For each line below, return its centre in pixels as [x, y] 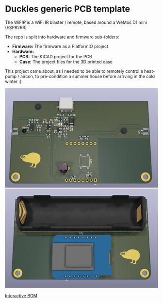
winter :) [13, 81]
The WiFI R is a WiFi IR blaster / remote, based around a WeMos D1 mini [76, 22]
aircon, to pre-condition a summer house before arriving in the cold [88, 76]
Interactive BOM [21, 296]
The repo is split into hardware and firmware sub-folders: [62, 37]
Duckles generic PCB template [68, 9]
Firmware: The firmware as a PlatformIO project [60, 46]
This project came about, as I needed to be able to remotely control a [74, 71]
